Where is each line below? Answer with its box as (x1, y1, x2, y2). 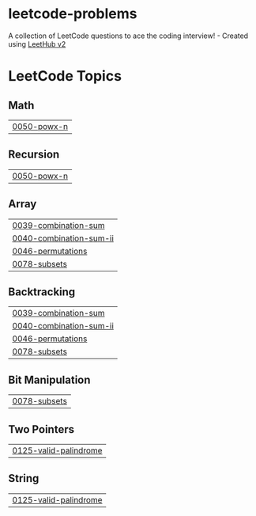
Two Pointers (8, 423, 75, 436)
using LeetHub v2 (8, 39, 66, 48)
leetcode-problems (8, 5, 137, 23)
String (8, 472, 40, 485)
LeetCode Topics (8, 67, 122, 85)
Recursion (8, 148, 60, 161)
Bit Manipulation (8, 373, 91, 386)
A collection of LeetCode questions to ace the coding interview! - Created (8, 31, 249, 40)
